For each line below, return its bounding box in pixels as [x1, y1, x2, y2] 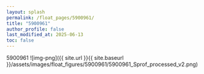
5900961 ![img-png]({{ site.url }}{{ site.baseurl [6, 54, 124, 61]
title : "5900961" [6, 20, 51, 26]
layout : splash [6, 9, 45, 15]
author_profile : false [6, 26, 64, 32]
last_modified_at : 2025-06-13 [6, 32, 84, 38]
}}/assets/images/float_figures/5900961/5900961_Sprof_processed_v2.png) [6, 61, 198, 68]
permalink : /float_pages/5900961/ [6, 15, 95, 21]
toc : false [6, 37, 34, 43]
